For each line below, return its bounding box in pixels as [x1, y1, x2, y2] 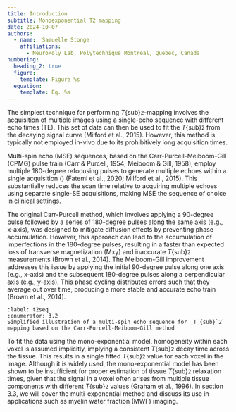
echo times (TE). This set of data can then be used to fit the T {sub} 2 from [7, 123, 221, 132]
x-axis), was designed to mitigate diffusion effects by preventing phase [7, 225, 213, 234]
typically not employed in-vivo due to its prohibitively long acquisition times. [7, 138, 228, 146]
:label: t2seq [7, 306, 49, 313]
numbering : [7, 56, 39, 63]
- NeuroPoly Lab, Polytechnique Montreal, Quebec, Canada [25, 50, 200, 57]
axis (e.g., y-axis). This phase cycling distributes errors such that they [7, 277, 210, 286]
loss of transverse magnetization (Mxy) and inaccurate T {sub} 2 [7, 248, 191, 256]
